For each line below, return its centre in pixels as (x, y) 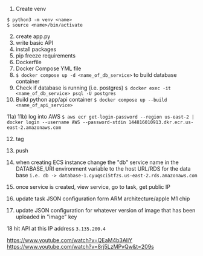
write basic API (34, 43)
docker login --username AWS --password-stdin (66, 122)
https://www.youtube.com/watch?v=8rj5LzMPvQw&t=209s (81, 247)
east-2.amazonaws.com (34, 128)
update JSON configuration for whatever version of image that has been (105, 210)
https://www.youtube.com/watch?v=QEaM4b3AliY (70, 240)
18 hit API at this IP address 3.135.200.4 (56, 228)
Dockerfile (28, 62)
